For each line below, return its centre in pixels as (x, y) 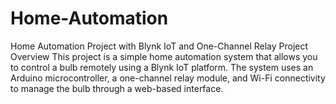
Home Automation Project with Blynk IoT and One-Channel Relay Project (159, 46)
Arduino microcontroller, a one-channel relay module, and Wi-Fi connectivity (168, 78)
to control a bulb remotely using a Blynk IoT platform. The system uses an (162, 67)
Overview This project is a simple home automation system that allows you (164, 56)
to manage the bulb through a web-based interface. (117, 88)
